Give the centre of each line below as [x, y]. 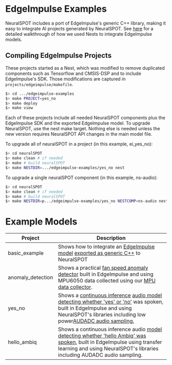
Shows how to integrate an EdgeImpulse [106, 247]
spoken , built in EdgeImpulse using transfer [110, 342]
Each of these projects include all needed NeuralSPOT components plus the [85, 118]
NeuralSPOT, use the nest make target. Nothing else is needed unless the [83, 129]
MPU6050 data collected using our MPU [107, 281]
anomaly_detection [30, 277]
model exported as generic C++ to [99, 253]
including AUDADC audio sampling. [100, 355]
